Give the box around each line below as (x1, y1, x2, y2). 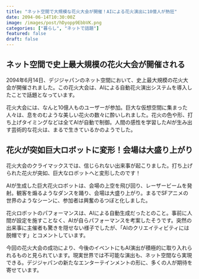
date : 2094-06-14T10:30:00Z (6, 14, 76, 20)
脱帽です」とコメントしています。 (6, 232, 89, 239)
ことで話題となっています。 (11, 91, 78, 98)
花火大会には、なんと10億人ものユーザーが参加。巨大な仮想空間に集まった (6, 104, 188, 111)
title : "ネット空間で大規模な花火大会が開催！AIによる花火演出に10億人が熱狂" (6, 8, 178, 15)
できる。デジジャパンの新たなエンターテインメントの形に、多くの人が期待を (6, 259, 192, 266)
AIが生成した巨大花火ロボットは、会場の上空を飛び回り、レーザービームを (6, 182, 188, 189)
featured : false (6, 31, 46, 37)
